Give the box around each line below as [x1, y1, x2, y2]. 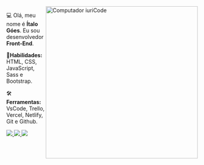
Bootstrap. [6, 77, 33, 85]
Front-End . [6, 40, 35, 47]
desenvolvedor [6, 33, 44, 40]
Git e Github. [6, 118, 38, 125]
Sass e [6, 71, 23, 78]
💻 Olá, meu [6, 12, 36, 19]
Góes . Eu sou [6, 27, 40, 34]
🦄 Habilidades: [6, 52, 42, 58]
